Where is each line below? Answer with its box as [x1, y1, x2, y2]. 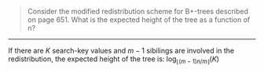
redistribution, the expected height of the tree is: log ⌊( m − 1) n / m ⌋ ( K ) [8, 54, 220, 65]
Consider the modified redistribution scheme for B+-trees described [27, 7, 249, 16]
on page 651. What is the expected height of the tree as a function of [27, 15, 251, 24]
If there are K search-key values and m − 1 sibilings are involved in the [8, 46, 234, 55]
